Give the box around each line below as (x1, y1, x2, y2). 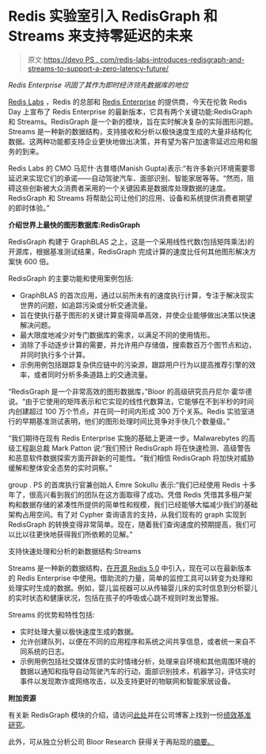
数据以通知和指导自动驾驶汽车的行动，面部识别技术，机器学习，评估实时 (19, 666, 256, 675)
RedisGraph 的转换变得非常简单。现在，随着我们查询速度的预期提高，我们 (8, 519, 249, 529)
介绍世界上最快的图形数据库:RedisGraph (8, 220, 141, 229)
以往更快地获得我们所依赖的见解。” (21, 529, 133, 539)
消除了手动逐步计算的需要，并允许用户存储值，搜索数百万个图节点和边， (19, 340, 256, 349)
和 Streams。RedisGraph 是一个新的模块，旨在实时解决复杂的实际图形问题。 (8, 117, 258, 126)
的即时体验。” (8, 203, 50, 213)
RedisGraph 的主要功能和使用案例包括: (8, 273, 134, 283)
